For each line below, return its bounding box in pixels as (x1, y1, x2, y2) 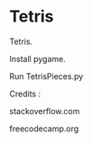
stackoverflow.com (9, 105, 80, 116)
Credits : (9, 88, 41, 99)
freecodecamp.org (9, 123, 79, 134)
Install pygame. (9, 53, 66, 64)
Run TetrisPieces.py (9, 70, 84, 82)
